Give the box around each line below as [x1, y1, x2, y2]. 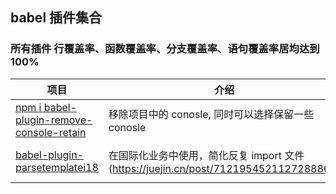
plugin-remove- [15, 113, 93, 127]
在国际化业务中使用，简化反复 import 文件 [108, 148, 305, 162]
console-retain [15, 125, 87, 139]
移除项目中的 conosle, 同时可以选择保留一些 [108, 107, 315, 121]
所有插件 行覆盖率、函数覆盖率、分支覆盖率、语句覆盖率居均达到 [10, 42, 320, 56]
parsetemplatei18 [15, 160, 99, 174]
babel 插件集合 [10, 9, 103, 27]
